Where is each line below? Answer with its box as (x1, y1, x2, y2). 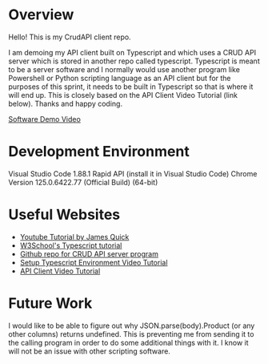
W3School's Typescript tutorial (19, 241, 122, 250)
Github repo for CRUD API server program (19, 249, 158, 258)
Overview (8, 6, 74, 24)
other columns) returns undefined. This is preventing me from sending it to (8, 329, 254, 338)
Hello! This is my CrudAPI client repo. (8, 32, 131, 42)
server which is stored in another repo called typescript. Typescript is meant (8, 56, 260, 66)
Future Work (8, 294, 93, 312)
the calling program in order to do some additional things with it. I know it (8, 338, 250, 347)
